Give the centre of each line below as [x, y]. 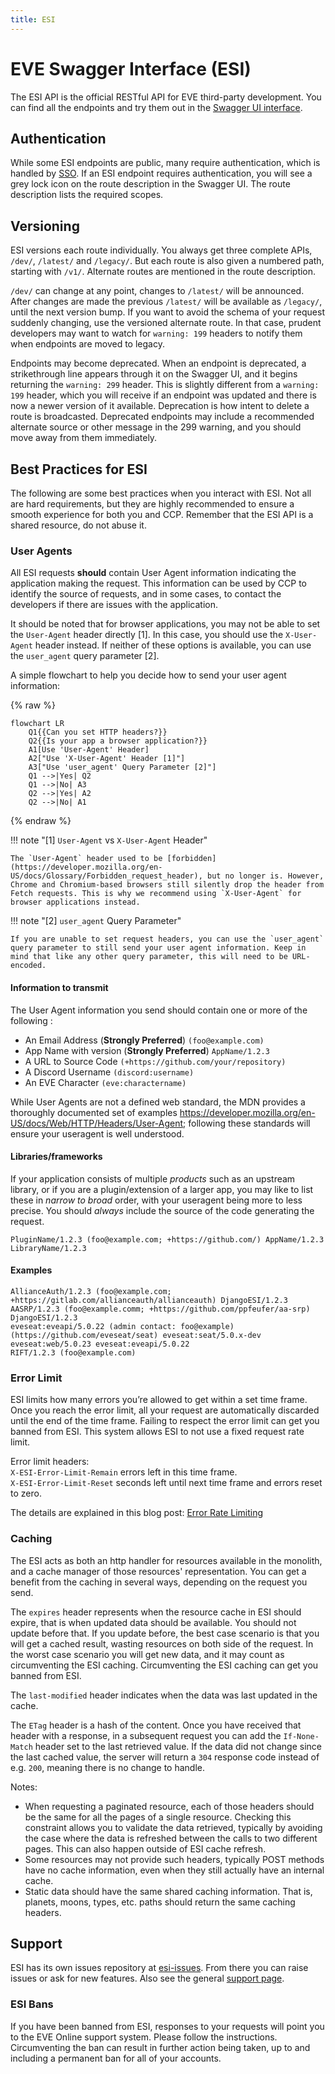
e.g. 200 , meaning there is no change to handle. [108, 1767]
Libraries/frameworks [56, 1157]
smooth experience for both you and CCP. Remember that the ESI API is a [162, 514]
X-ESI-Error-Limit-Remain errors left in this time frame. [124, 1472]
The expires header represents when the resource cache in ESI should [156, 1612]
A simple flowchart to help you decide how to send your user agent [148, 675]
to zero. [26, 1493]
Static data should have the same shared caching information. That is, [168, 1891]
